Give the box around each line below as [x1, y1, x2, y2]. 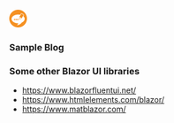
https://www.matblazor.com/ [21, 104, 126, 115]
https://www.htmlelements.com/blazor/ [21, 95, 165, 105]
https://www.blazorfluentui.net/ [21, 85, 137, 96]
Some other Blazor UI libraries [9, 65, 140, 77]
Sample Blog [9, 41, 64, 53]
